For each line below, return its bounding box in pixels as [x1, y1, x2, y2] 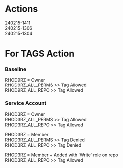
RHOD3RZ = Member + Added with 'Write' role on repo [5, 152, 118, 158]
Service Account [5, 100, 47, 107]
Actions [5, 3, 38, 15]
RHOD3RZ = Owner [5, 111, 45, 117]
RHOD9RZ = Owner [5, 77, 45, 83]
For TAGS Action [5, 48, 75, 59]
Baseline [5, 66, 27, 73]
